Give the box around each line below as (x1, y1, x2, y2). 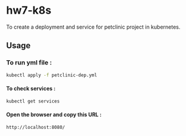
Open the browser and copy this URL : (6, 111, 102, 118)
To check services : (6, 85, 55, 92)
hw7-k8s (6, 4, 52, 17)
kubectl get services (6, 98, 60, 104)
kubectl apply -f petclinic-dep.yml (6, 72, 97, 78)
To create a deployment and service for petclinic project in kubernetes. (6, 23, 181, 30)
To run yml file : (6, 58, 52, 67)
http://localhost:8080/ (6, 124, 66, 130)
